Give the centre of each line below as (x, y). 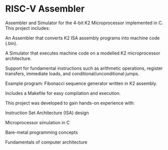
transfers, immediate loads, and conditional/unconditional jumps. (72, 73)
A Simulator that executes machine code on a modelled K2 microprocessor (83, 53)
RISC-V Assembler (45, 9)
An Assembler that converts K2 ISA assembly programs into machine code (82, 38)
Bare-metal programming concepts (41, 132)
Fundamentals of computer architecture (46, 142)
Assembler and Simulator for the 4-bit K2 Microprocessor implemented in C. (84, 23)
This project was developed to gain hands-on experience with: (70, 103)
